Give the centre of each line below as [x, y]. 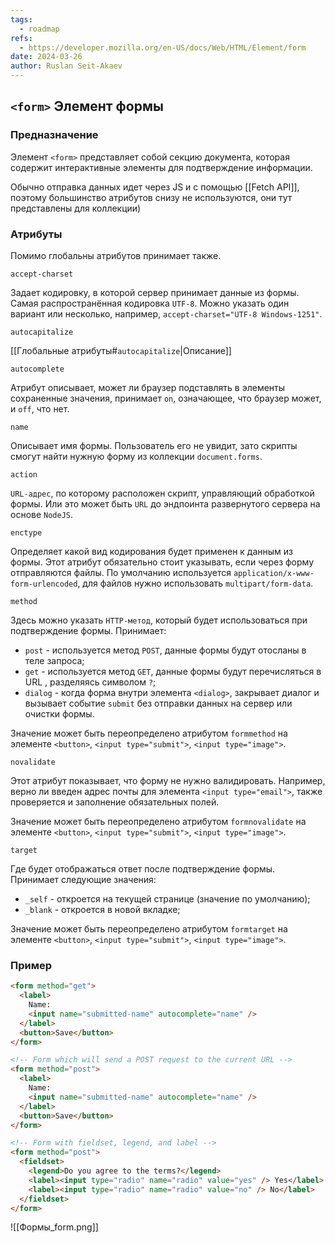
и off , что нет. [40, 408]
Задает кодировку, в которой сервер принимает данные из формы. [155, 292]
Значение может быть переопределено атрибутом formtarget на [149, 928]
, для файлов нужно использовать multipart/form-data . [195, 583]
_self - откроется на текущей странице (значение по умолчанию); [167, 898]
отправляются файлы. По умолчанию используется [121, 572]
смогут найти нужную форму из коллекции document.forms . [136, 456]
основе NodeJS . [42, 514]
